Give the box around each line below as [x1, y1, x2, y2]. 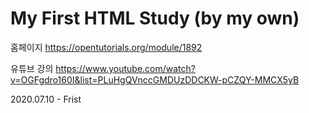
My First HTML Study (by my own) [10, 7, 300, 30]
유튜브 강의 [10, 62, 54, 74]
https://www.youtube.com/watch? [55, 62, 196, 74]
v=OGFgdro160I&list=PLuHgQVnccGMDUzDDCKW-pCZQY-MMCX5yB [10, 73, 300, 86]
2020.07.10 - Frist [10, 93, 82, 105]
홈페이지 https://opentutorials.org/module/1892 [10, 41, 203, 53]
